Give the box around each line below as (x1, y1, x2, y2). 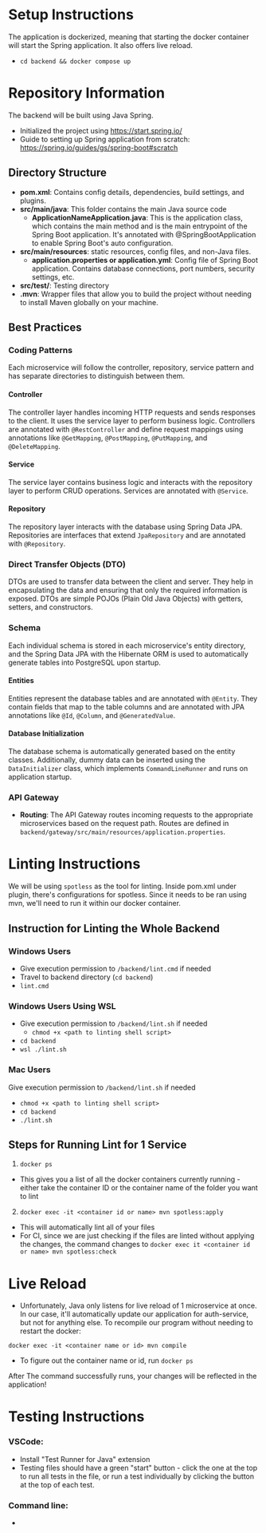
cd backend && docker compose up (19, 58, 131, 66)
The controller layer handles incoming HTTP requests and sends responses (8, 407, 256, 417)
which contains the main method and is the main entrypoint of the (31, 221, 248, 231)
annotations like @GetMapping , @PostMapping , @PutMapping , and (8, 433, 208, 443)
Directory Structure (8, 166, 108, 180)
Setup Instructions (8, 6, 134, 24)
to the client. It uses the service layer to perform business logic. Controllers (8, 415, 256, 425)
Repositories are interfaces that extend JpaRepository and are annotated (8, 530, 246, 540)
